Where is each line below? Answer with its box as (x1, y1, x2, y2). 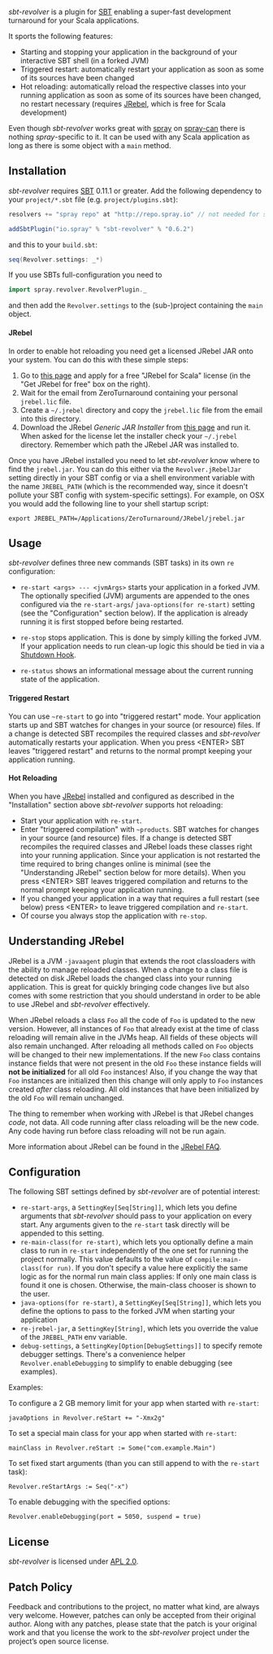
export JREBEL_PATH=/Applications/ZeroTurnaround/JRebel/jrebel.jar (8, 514, 245, 523)
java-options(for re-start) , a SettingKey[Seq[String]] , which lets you (19, 1297, 262, 1307)
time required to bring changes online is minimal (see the (19, 859, 211, 869)
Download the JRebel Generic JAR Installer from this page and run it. (19, 422, 251, 432)
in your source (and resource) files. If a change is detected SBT (19, 833, 232, 842)
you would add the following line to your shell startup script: (8, 498, 209, 508)
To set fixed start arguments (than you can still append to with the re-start (8, 1459, 260, 1468)
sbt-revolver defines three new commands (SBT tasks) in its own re (8, 558, 234, 568)
